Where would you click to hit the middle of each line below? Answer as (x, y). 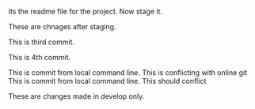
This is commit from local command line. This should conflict (107, 81)
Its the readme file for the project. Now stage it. (86, 11)
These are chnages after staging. (62, 26)
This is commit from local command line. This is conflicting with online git (128, 73)
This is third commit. (42, 42)
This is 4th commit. (40, 57)
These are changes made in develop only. (76, 96)
